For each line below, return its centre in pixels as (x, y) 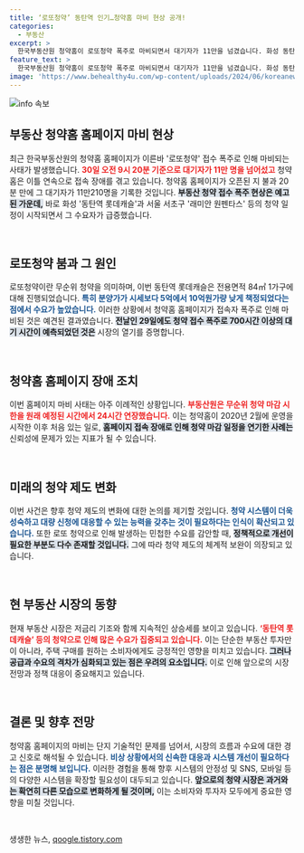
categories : (32, 26)
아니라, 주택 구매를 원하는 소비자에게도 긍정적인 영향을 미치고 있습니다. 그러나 (155, 650)
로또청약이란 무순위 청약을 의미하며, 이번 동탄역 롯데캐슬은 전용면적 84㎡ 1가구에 (152, 287)
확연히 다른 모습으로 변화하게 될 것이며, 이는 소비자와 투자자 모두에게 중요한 (151, 791)
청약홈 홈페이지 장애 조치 (74, 381)
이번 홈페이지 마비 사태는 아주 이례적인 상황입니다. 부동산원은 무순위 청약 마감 (145, 404)
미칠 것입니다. (50, 802)
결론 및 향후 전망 (52, 722)
